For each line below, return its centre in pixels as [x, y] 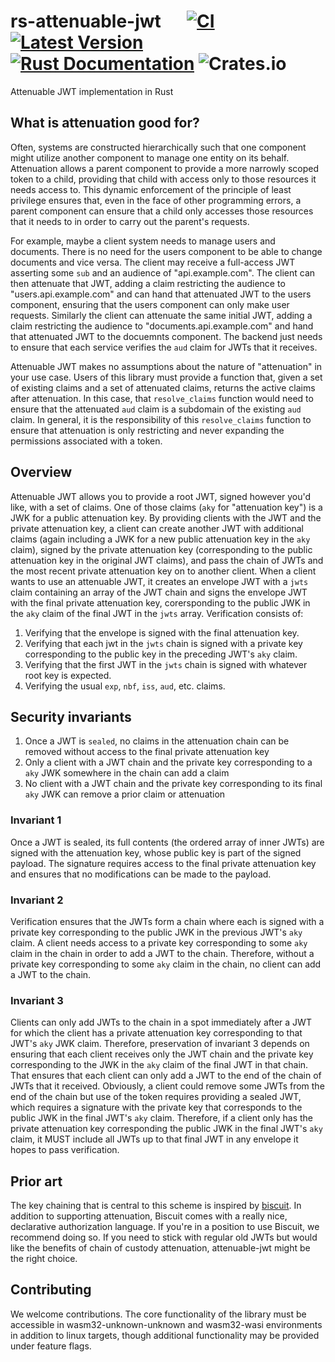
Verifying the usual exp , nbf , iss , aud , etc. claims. [125, 686]
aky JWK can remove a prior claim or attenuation [125, 794]
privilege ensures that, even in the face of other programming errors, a [156, 200]
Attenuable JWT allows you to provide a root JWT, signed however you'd [161, 496]
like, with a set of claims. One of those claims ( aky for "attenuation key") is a [166, 507]
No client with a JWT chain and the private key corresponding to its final [173, 784]
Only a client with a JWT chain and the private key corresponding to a [168, 762]
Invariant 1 [36, 820]
